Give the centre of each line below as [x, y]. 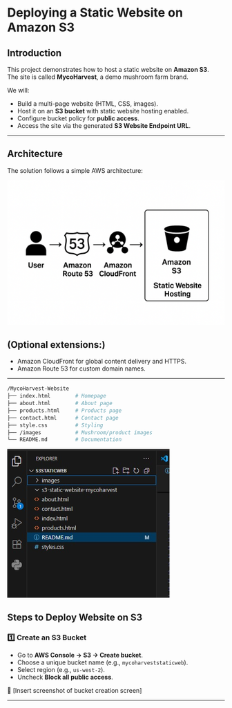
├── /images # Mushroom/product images [80, 432]
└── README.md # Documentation [65, 440]
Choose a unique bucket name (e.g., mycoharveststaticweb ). [103, 662]
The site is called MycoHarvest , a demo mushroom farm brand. [98, 77]
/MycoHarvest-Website [38, 389]
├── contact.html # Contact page [63, 418]
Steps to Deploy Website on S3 [75, 617]
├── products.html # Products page [65, 410]
